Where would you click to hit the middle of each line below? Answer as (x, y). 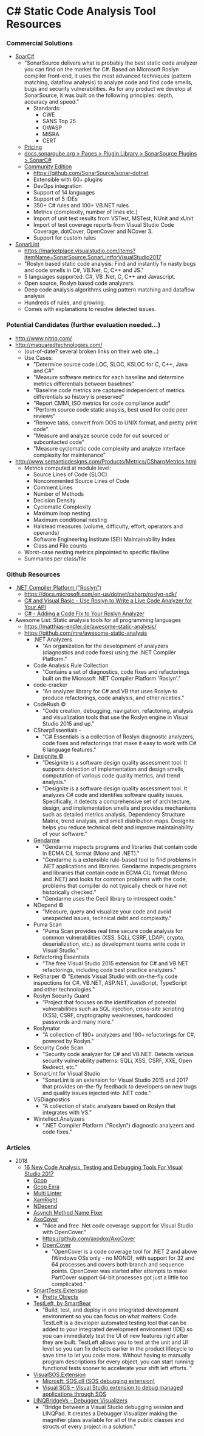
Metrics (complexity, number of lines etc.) (85, 212)
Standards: (47, 109)
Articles (18, 1148)
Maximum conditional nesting (70, 520)
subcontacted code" (59, 442)
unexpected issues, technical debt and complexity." (107, 918)
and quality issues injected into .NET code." (97, 1093)
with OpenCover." (64, 1232)
